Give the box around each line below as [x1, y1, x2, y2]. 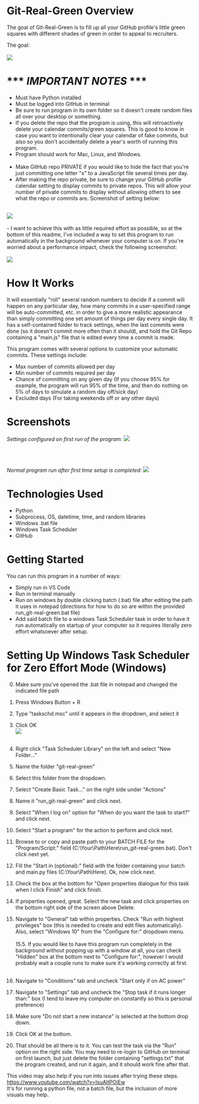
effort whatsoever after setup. [15, 627, 88, 635]
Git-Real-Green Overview [6, 4, 134, 18]
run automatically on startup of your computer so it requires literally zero [15, 622, 192, 629]
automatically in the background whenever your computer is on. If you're [6, 237, 184, 244]
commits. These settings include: [6, 351, 87, 359]
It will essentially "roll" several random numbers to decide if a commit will [6, 296, 185, 303]
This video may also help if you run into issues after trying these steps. [6, 1072, 179, 1079]
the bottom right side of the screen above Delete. [15, 904, 135, 911]
